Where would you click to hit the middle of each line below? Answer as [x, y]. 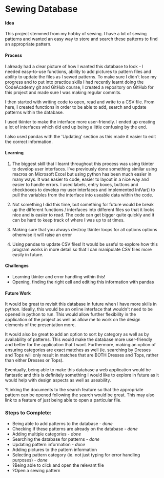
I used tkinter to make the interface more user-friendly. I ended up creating [80, 121]
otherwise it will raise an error [42, 235]
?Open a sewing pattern [36, 470]
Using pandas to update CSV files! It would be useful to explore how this [85, 244]
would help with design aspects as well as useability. [58, 380]
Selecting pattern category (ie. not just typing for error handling [76, 454]
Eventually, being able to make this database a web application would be [78, 370]
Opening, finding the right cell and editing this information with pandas [83, 282]
